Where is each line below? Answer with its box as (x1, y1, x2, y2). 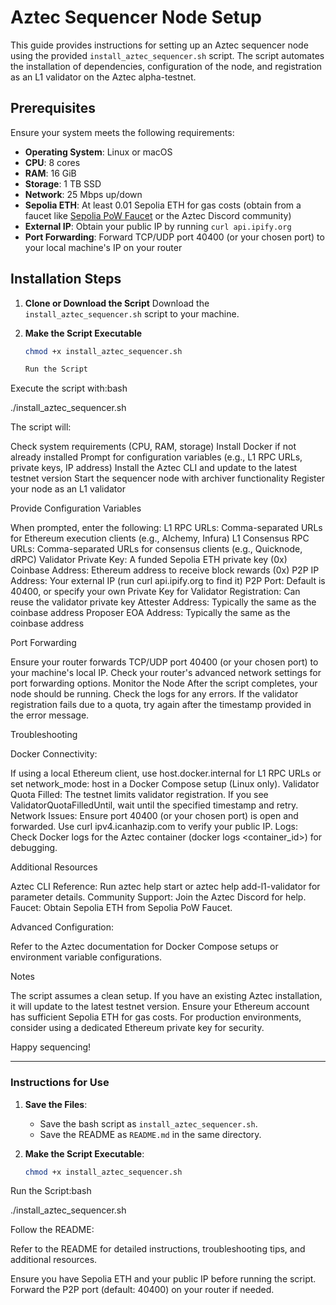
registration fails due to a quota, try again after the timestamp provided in (10, 699, 312, 711)
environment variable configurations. (10, 951, 163, 963)
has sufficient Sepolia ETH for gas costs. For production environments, (10, 1011, 302, 1023)
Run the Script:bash (10, 1185, 92, 1197)
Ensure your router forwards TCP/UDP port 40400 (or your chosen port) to (10, 656, 319, 668)
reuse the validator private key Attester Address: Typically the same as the (10, 596, 317, 608)
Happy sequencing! (10, 1041, 92, 1053)
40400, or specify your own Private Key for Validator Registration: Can (10, 586, 301, 598)
